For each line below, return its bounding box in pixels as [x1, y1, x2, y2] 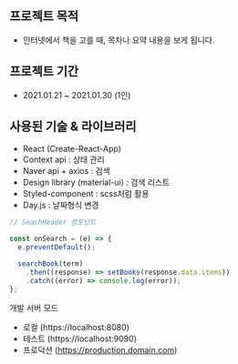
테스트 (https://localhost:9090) [22, 333, 137, 344]
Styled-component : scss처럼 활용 [22, 188, 150, 199]
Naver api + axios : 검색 [22, 166, 111, 177]
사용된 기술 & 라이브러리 [9, 119, 137, 135]
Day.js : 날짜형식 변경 [22, 199, 99, 211]
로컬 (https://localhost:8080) [22, 321, 130, 332]
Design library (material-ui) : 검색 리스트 [22, 177, 171, 188]
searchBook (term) [17, 259, 84, 268]
